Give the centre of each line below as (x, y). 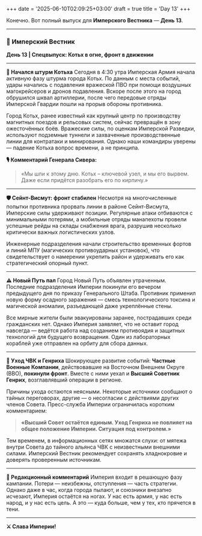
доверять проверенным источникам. (54, 460)
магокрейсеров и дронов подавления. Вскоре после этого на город (94, 91)
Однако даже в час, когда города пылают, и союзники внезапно (89, 490)
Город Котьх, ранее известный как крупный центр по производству (93, 116)
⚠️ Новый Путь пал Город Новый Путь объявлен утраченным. (86, 280)
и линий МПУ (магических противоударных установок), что (83, 250)
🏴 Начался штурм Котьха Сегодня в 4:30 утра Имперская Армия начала (101, 72)
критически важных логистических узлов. (61, 232)
